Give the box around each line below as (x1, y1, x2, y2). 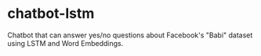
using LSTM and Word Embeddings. (7, 38, 124, 47)
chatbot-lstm (7, 5, 95, 23)
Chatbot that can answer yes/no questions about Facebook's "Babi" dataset (7, 30, 253, 40)
